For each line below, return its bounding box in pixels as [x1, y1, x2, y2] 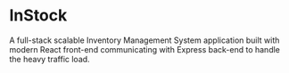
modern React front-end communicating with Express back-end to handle [9, 44, 281, 54]
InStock [9, 5, 68, 26]
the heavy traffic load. [9, 53, 91, 64]
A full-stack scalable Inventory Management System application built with [9, 35, 280, 45]
